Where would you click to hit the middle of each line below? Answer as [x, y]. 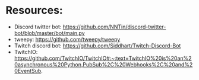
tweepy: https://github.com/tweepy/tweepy [67, 39]
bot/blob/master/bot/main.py [49, 33]
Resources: [34, 10]
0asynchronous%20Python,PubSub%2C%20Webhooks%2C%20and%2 [103, 64]
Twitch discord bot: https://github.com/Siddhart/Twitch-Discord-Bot [97, 46]
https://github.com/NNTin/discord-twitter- [114, 27]
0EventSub [28, 71]
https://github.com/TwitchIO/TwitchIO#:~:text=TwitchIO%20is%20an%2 [103, 58]
